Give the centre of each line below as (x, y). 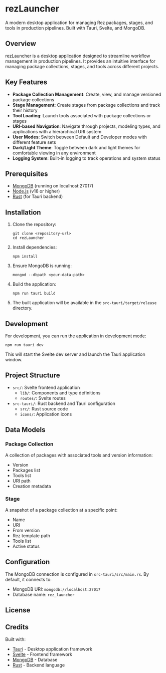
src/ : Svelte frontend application (46, 387)
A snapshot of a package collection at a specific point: (61, 510)
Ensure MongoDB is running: (42, 266)
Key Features (26, 82)
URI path (22, 481)
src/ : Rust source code (44, 408)
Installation (23, 212)
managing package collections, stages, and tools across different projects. (82, 66)
